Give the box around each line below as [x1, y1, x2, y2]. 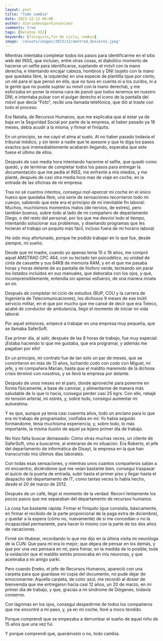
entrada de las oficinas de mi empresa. [5, 179, 83, 185]
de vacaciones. [5, 526, 36, 532]
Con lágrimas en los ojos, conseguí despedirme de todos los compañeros [5, 601, 153, 607]
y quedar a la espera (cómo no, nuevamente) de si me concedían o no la [5, 515, 150, 521]
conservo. [5, 592, 25, 597]
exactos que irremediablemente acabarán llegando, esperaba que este [5, 144, 147, 150]
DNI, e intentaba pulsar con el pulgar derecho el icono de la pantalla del [5, 94, 149, 100]
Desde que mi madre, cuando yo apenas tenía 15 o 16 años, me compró [5, 249, 148, 255]
